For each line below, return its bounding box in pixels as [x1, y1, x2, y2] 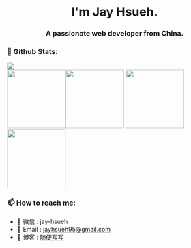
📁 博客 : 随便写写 [16, 233, 64, 241]
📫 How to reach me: [7, 198, 76, 208]
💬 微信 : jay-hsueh [16, 217, 68, 225]
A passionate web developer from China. [45, 29, 184, 38]
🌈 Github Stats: [7, 47, 58, 57]
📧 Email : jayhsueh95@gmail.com [16, 225, 111, 233]
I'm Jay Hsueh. [71, 4, 158, 20]
